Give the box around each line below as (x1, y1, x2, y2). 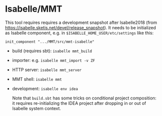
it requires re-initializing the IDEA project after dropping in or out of (12, 100, 146, 106)
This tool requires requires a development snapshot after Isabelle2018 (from (5, 19, 157, 25)
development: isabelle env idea (12, 85, 78, 91)
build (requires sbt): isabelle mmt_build (12, 48, 92, 54)
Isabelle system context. (12, 105, 61, 111)
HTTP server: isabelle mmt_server (12, 67, 82, 73)
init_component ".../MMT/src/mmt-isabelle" (5, 39, 95, 44)
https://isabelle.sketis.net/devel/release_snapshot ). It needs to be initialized (5, 24, 156, 30)
